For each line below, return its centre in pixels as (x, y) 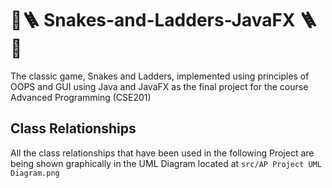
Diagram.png (35, 173)
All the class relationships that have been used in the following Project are (162, 153)
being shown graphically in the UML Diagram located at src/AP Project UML (166, 163)
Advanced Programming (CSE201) (81, 97)
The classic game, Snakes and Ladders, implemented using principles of (160, 76)
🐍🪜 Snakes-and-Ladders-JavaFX (153, 20)
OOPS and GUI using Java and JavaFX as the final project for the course (159, 86)
